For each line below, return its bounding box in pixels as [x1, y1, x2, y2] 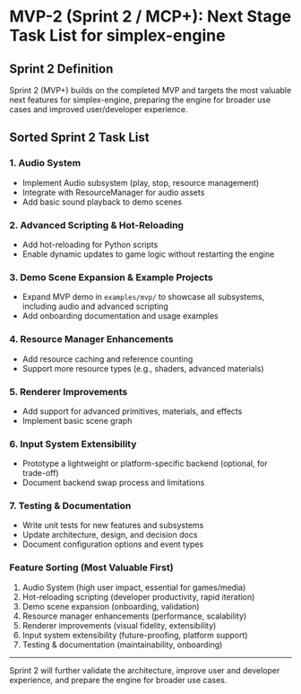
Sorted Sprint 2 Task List [9, 130, 150, 145]
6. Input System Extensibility [9, 437, 137, 450]
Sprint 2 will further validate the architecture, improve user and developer [9, 664, 280, 675]
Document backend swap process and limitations [21, 478, 205, 488]
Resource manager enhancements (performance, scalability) [21, 611, 247, 621]
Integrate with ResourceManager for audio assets [21, 187, 205, 198]
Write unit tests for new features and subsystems [21, 520, 204, 531]
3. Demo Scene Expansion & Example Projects [9, 271, 213, 284]
